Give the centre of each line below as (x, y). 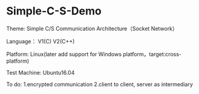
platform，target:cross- (152, 54)
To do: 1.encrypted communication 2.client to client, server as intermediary (100, 84)
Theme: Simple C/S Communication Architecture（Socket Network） (92, 28)
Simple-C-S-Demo (54, 11)
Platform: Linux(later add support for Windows (64, 54)
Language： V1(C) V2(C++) (41, 41)
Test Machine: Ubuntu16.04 (41, 72)
